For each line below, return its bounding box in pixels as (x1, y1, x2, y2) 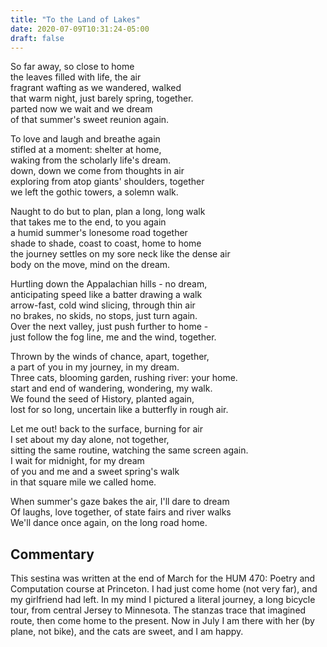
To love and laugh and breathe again (10, 133, 161, 145)
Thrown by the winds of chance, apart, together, (10, 351, 210, 363)
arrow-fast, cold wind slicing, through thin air (10, 299, 196, 311)
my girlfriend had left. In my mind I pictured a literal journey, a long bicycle (10, 594, 316, 606)
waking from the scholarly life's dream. (10, 154, 172, 166)
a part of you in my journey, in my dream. (10, 361, 180, 373)
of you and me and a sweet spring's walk (10, 466, 180, 478)
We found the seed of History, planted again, (10, 393, 195, 405)
